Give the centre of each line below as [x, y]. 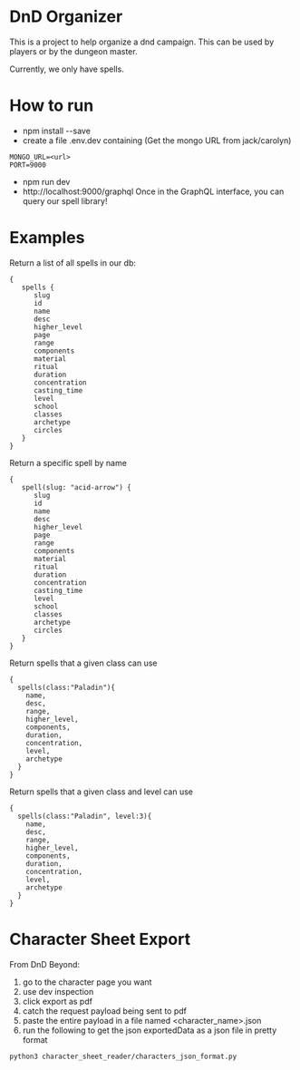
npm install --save [56, 131]
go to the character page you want [87, 982]
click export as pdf [58, 1001]
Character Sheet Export [100, 939]
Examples [47, 238]
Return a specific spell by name [68, 462]
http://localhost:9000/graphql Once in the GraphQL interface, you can [153, 191]
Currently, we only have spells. [67, 69]
